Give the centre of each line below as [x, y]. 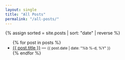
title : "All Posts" [25, 14]
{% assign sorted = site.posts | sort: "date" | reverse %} [63, 33]
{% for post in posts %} [37, 43]
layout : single [21, 10]
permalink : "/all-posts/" [32, 19]
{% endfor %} [27, 53]
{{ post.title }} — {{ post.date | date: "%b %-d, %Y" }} [61, 48]
